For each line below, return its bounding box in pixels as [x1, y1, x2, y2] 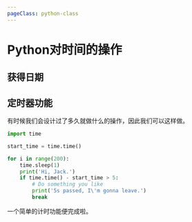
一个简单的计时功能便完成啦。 [7, 207, 92, 215]
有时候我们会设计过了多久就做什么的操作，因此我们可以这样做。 [7, 117, 189, 125]
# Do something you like [32, 181, 104, 188]
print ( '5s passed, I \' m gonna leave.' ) [32, 188, 147, 194]
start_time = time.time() [7, 143, 81, 150]
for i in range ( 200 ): [7, 155, 70, 162]
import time [7, 130, 41, 138]
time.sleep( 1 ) [19, 161, 60, 169]
